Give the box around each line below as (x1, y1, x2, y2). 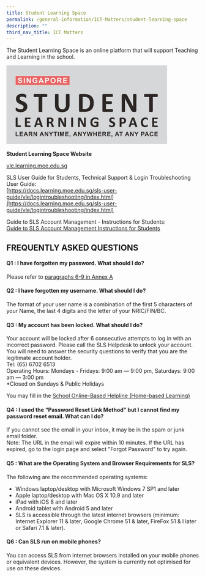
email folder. (6, 433, 38, 440)
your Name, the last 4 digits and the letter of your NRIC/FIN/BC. (6, 307, 166, 315)
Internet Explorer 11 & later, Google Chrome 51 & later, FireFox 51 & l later (15, 517, 197, 525)
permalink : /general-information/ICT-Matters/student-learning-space (6, 16, 188, 23)
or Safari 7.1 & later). (15, 524, 65, 531)
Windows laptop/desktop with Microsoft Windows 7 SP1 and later (15, 485, 180, 492)
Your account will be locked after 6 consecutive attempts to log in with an (6, 335, 192, 342)
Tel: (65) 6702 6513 (6, 361, 56, 368)
